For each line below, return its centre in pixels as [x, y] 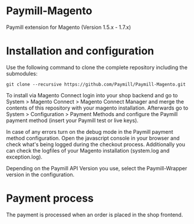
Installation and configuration [80, 51]
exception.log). [24, 157]
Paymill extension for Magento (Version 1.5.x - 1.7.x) [69, 27]
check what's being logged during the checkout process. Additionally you [96, 144]
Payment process [50, 198]
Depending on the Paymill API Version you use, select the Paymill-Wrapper [97, 168]
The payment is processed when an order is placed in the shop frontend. [95, 215]
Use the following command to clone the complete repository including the [97, 67]
